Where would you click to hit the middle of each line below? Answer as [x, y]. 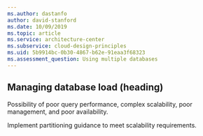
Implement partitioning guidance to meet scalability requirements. [102, 125]
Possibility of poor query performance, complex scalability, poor [100, 104]
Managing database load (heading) [85, 88]
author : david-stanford [42, 20]
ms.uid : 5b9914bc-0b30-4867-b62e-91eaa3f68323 [76, 53]
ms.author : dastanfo [37, 14]
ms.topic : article [34, 33]
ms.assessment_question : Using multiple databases [83, 59]
